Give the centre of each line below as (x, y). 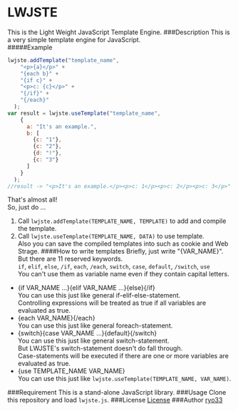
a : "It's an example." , (62, 126)
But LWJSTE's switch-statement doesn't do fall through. (100, 348)
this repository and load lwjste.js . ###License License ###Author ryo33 (115, 400)
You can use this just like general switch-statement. (93, 341)
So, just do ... (27, 207)
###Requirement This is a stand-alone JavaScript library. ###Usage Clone (117, 392)
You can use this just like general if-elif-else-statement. (99, 296)
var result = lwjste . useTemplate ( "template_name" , (84, 113)
